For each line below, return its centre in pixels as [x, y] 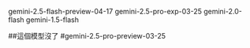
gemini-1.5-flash [52, 20]
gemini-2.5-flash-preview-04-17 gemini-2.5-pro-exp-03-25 [105, 11]
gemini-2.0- [223, 11]
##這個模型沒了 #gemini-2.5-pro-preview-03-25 [87, 36]
